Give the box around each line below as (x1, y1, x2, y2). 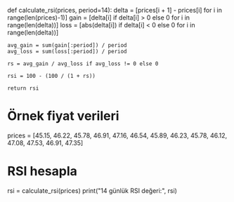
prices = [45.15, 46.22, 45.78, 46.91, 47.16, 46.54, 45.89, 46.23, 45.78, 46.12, (7, 131, 228, 140)
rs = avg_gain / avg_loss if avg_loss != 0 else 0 (7, 60, 159, 67)
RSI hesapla (7, 163, 77, 180)
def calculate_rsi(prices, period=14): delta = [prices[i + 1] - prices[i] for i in (7, 6, 223, 14)
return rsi (7, 85, 39, 92)
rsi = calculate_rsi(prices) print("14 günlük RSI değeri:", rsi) (7, 186, 178, 195)
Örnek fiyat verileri (7, 108, 119, 124)
